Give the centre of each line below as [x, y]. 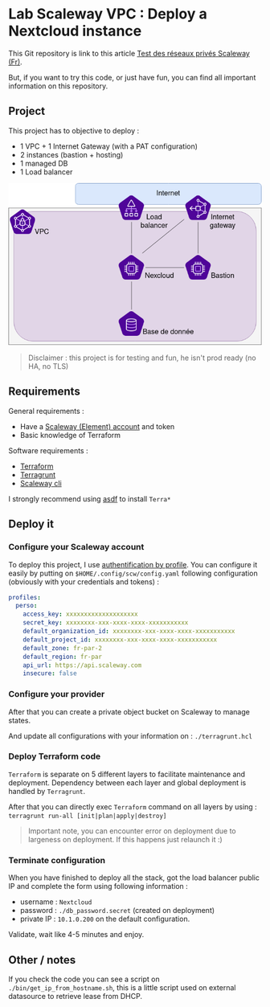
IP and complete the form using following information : [98, 886]
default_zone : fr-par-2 [63, 648]
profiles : [25, 597]
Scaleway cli [41, 483]
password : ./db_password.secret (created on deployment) [117, 911]
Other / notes [42, 960]
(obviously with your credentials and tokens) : [84, 581]
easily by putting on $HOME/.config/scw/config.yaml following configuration [133, 573]
